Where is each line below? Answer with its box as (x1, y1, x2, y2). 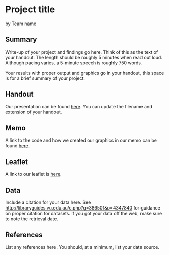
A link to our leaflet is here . (5, 171, 62, 177)
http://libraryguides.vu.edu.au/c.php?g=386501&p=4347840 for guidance (5, 205, 160, 211)
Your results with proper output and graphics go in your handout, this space (5, 69, 164, 76)
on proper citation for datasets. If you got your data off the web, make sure (5, 211, 162, 216)
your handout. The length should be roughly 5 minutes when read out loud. (5, 54, 163, 60)
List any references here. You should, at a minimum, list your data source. (5, 244, 159, 250)
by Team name (5, 20, 37, 27)
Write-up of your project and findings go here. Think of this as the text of (5, 49, 158, 55)
